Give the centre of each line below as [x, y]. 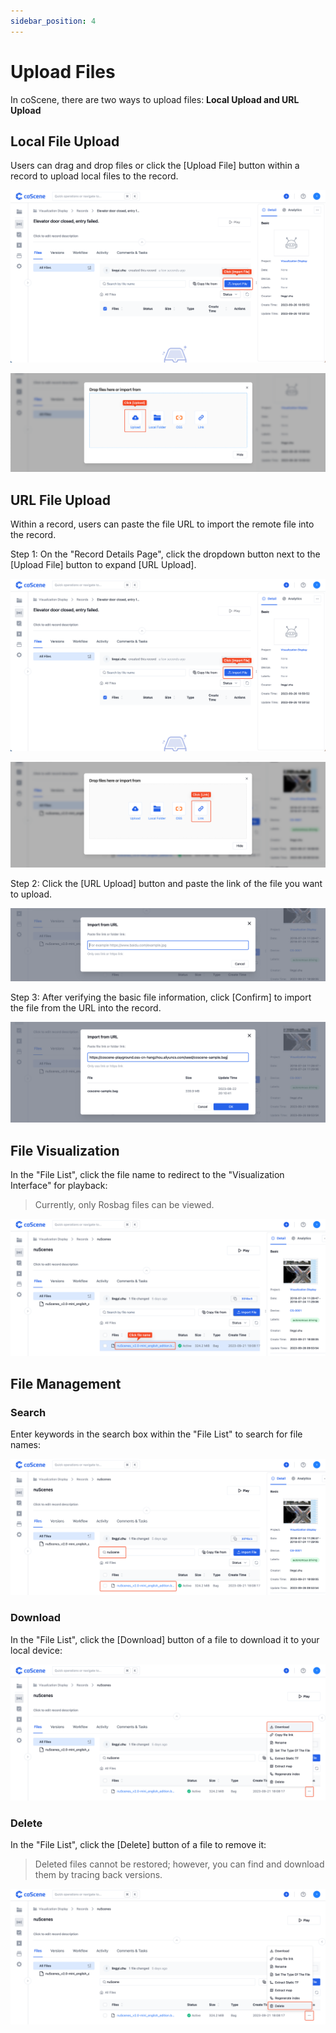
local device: [36, 1650]
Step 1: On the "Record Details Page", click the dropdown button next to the [165, 554]
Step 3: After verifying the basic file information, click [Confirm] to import [161, 997]
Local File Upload [65, 141]
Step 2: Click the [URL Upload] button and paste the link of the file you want [166, 883]
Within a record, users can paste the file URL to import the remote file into [162, 524]
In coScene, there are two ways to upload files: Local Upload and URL [155, 99]
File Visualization [65, 1150]
